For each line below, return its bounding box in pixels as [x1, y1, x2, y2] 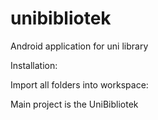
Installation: [10, 59, 58, 71]
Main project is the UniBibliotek [10, 98, 139, 110]
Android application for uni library [10, 40, 149, 52]
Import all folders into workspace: [10, 78, 149, 91]
